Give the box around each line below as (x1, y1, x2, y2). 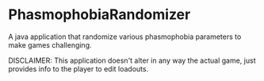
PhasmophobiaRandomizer (8, 6, 191, 24)
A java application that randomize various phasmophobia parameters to (8, 32, 242, 41)
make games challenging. (8, 40, 93, 49)
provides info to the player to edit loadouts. (8, 64, 149, 73)
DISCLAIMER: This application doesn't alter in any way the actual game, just (8, 56, 256, 65)
